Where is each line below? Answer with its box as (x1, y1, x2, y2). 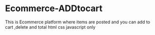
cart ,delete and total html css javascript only (5, 24, 96, 30)
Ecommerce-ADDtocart (5, 3, 103, 14)
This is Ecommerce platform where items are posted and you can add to (5, 19, 151, 25)
